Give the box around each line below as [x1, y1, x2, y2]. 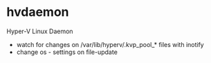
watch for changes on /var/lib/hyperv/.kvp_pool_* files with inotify [16, 40, 205, 48]
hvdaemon [6, 4, 69, 20]
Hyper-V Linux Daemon [6, 27, 73, 35]
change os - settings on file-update [16, 48, 118, 56]
